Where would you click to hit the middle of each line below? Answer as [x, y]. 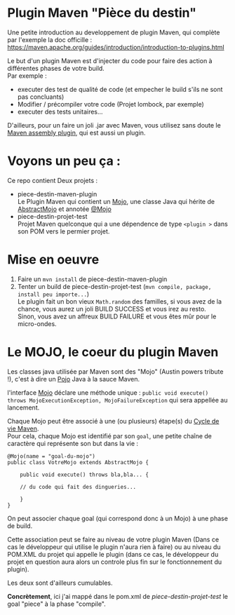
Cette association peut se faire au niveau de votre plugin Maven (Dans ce [113, 539]
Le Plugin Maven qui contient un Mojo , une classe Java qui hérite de [116, 201]
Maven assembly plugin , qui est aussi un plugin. [76, 133]
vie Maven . [23, 428]
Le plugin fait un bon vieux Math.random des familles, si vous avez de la [120, 301]
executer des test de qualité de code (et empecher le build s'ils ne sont [120, 89]
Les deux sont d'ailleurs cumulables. [60, 583]
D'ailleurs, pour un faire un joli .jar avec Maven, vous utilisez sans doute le [114, 125]
